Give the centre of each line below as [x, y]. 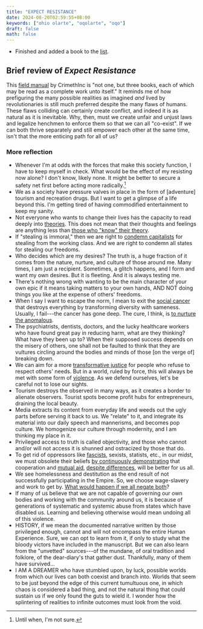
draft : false [23, 29]
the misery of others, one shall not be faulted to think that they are [97, 345]
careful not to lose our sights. [52, 384]
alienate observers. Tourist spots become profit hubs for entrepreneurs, [104, 397]
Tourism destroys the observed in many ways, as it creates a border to [103, 391]
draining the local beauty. [47, 403]
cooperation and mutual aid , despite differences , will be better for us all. [105, 467]
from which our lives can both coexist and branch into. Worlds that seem [105, 576]
